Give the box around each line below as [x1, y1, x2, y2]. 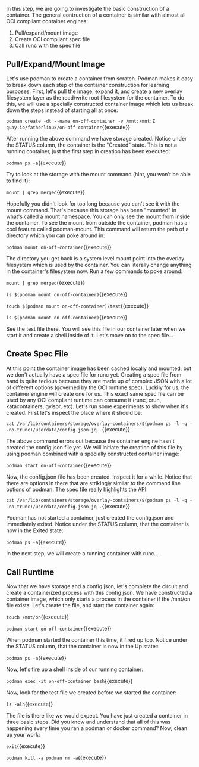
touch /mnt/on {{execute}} [6, 613, 70, 620]
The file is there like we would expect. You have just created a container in [6, 712, 188, 719]
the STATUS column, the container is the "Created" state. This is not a [6, 141, 177, 148]
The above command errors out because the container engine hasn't [6, 437, 175, 445]
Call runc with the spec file [14, 42, 81, 49]
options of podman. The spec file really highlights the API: [6, 486, 149, 493]
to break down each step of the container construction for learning [6, 81, 169, 88]
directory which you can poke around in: [6, 232, 105, 239]
